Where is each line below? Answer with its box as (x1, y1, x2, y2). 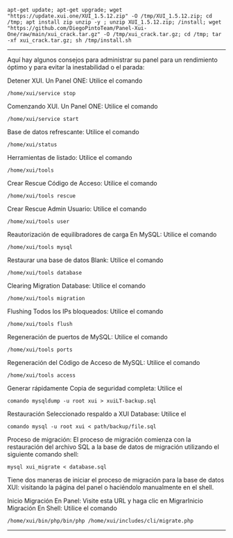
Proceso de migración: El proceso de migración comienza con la (7, 435, 191, 443)
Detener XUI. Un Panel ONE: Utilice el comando (7, 76, 143, 85)
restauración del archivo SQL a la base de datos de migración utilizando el (7, 443, 220, 451)
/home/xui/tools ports (7, 346, 73, 353)
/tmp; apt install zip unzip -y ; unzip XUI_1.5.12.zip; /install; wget (7, 19, 222, 26)
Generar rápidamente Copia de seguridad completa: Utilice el (7, 384, 182, 392)
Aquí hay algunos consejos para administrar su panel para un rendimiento (7, 56, 218, 64)
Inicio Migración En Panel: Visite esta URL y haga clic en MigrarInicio (7, 497, 203, 505)
